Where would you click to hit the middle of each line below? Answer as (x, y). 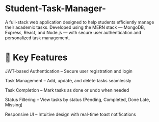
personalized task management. (38, 38)
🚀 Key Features (36, 58)
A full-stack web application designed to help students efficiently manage (80, 22)
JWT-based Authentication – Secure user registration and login (69, 71)
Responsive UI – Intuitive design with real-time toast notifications (71, 114)
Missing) (14, 105)
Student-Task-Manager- (56, 9)
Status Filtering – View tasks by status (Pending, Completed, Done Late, (78, 99)
